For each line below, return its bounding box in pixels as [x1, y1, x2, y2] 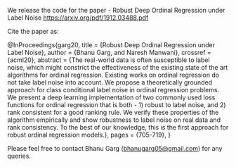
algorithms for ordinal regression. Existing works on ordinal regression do [7, 70, 220, 79]
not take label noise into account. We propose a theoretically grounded [7, 78, 213, 87]
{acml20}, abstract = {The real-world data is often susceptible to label [7, 56, 210, 64]
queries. [7, 151, 32, 160]
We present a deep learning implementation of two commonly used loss [7, 93, 216, 101]
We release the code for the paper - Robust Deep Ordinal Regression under [7, 6, 225, 14]
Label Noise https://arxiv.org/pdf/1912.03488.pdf [7, 13, 149, 22]
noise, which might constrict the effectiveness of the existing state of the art [7, 63, 228, 71]
